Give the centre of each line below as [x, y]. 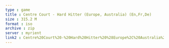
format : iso [19, 24]
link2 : [13, 38]
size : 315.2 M [21, 19]
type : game [18, 10]
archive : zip [20, 28]
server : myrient [23, 33]
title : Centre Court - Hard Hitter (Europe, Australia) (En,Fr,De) [78, 14]
